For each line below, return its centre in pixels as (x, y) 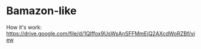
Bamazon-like (41, 11)
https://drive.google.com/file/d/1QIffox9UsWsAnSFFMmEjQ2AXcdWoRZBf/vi (101, 33)
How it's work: (24, 27)
